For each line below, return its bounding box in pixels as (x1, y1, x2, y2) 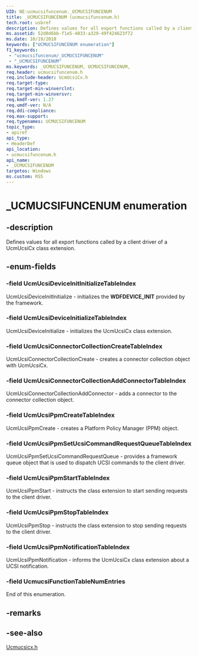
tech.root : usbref (6, 20, 51, 25)
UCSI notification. (6, 563, 49, 570)
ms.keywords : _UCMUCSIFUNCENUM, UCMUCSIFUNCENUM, (6, 63, 131, 70)
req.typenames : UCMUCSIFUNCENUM (6, 119, 85, 125)
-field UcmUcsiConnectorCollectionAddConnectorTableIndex (6, 377, 186, 385)
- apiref (6, 130, 28, 136)
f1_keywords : (6, 47, 38, 53)
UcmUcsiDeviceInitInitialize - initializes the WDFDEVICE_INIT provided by (6, 293, 186, 300)
